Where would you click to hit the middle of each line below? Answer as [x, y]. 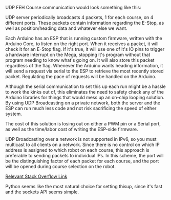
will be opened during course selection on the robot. [61, 166]
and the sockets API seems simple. [42, 192]
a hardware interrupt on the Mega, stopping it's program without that [78, 54]
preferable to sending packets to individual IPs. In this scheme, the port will [84, 156]
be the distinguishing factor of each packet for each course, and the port [82, 161]
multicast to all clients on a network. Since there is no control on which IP [82, 144]
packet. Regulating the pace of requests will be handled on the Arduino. [81, 76]
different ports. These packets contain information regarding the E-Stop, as [85, 23]
